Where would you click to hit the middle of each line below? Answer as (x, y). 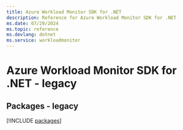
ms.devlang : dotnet (31, 35)
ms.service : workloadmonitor (43, 40)
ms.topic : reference (33, 29)
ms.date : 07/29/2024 (33, 23)
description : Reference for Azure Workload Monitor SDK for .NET (91, 18)
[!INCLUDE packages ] (34, 121)
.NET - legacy (42, 84)
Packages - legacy (42, 106)
